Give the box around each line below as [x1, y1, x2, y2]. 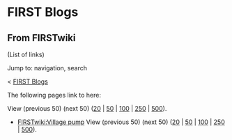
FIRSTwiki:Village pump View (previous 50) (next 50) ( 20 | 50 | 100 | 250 [17, 118, 225, 126]
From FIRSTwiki [7, 32, 76, 44]
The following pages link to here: [7, 91, 101, 99]
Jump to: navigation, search [7, 64, 87, 72]
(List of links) [7, 50, 45, 59]
